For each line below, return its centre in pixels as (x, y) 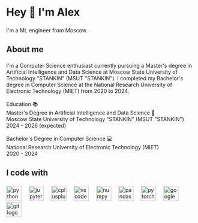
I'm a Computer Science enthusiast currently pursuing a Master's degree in (99, 66)
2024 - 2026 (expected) (36, 126)
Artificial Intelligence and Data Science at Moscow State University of (92, 72)
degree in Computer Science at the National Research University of (89, 85)
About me (25, 49)
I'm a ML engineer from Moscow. (47, 31)
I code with (27, 172)
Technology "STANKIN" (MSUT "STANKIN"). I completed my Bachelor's (95, 79)
